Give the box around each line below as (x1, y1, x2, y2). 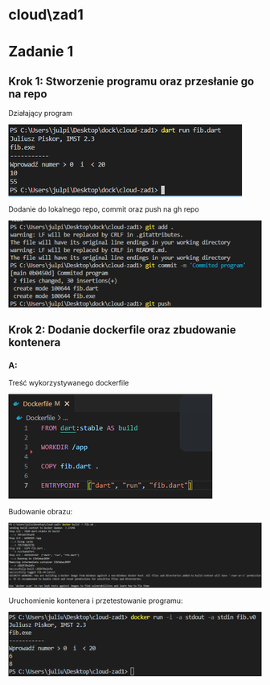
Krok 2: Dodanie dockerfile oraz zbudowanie (8, 324, 236, 337)
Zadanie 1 (8, 43, 74, 61)
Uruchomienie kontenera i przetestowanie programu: (8, 596, 183, 605)
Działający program (8, 109, 73, 118)
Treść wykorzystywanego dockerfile (8, 378, 129, 388)
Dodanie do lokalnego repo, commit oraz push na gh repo (8, 204, 199, 214)
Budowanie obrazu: (8, 507, 73, 517)
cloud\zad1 (8, 6, 84, 24)
